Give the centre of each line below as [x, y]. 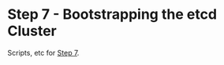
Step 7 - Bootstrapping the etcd [112, 14]
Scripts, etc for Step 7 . [43, 52]
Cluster [32, 31]
